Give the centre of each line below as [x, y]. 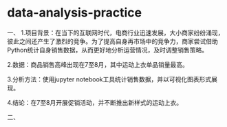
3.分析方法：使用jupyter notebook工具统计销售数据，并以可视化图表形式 [109, 79]
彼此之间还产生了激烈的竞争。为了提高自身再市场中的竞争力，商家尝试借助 [112, 41]
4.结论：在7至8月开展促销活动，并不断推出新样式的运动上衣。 [95, 102]
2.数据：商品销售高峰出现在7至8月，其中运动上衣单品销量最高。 [98, 64]
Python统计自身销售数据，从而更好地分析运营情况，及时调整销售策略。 [108, 50]
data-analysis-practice [75, 13]
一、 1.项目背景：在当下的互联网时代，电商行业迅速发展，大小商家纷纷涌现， [116, 32]
